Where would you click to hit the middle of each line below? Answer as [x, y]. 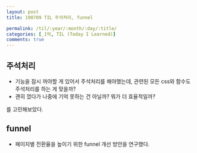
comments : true [25, 40]
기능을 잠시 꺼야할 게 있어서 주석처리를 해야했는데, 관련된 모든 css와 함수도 [103, 81]
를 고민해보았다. [25, 109]
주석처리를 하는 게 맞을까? [45, 89]
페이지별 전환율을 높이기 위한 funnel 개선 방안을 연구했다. [82, 144]
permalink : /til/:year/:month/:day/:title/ [62, 28]
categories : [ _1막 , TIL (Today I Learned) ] [61, 34]
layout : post [23, 12]
